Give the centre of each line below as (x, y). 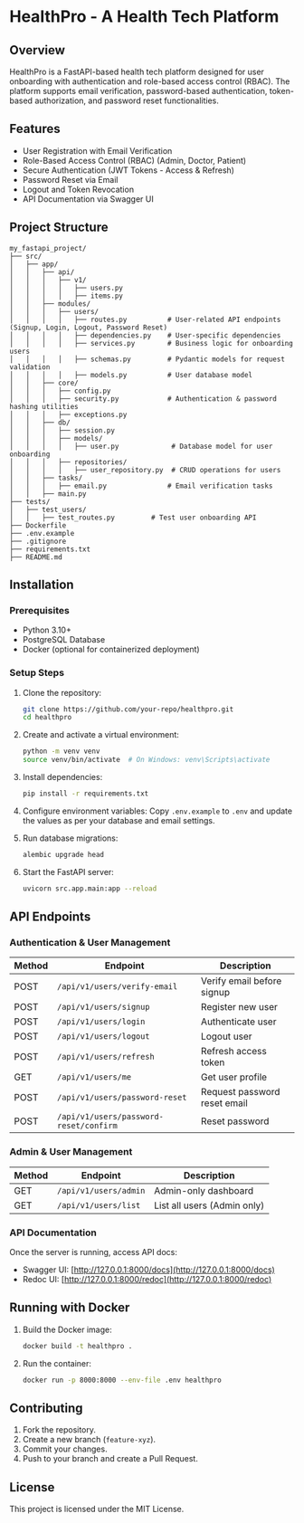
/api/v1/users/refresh (106, 1057)
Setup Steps (37, 673)
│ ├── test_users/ (48, 509)
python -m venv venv (61, 752)
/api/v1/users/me (95, 1077)
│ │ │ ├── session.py (62, 430)
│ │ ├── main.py (48, 494)
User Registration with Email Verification (97, 150)
